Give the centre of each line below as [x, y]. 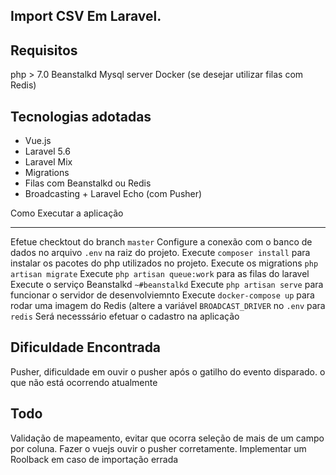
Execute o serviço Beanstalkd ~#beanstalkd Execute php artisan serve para [167, 285]
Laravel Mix [48, 162]
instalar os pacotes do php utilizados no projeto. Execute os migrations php [164, 263]
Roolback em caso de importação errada [94, 459]
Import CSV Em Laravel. [86, 16]
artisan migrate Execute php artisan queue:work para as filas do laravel [160, 274]
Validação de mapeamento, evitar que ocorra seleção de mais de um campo [167, 438]
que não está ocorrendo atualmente [84, 382]
